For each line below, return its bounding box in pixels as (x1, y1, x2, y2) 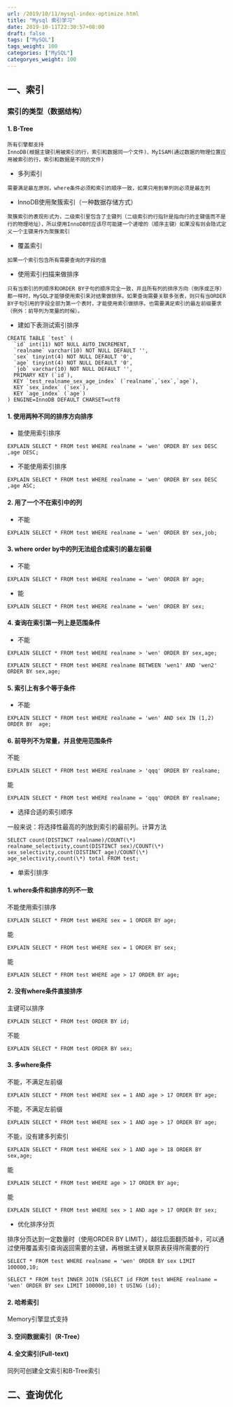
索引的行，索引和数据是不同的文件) (17, 156, 105, 164)
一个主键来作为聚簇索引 (12, 228, 70, 235)
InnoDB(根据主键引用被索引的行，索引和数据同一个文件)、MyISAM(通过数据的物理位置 (7, 149, 221, 156)
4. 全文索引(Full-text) (7, 1349, 69, 1358)
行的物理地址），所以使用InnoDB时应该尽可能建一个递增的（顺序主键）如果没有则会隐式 (7, 221, 222, 228)
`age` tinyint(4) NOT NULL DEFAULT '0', (13, 360, 133, 367)
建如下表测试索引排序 (17, 321, 79, 329)
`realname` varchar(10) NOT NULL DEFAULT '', (13, 347, 149, 355)
